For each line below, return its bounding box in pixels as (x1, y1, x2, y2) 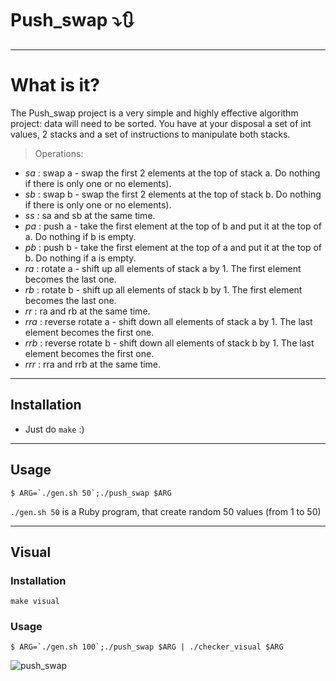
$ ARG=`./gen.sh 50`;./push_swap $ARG (10, 488, 172, 498)
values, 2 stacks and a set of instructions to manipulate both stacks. (10, 128, 291, 140)
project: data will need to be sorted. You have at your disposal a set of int (10, 117, 312, 129)
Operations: (34, 147, 84, 159)
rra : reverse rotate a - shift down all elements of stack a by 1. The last (24, 315, 313, 327)
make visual (10, 597, 60, 607)
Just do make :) (24, 423, 85, 435)
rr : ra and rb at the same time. (24, 305, 151, 317)
